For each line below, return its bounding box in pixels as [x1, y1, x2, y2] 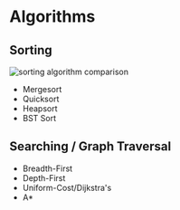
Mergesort [22, 84, 62, 94]
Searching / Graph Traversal [9, 138, 172, 155]
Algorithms [9, 6, 96, 27]
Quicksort [22, 93, 60, 104]
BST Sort [22, 113, 57, 123]
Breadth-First [22, 163, 73, 174]
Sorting [9, 43, 52, 58]
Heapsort [22, 103, 58, 114]
